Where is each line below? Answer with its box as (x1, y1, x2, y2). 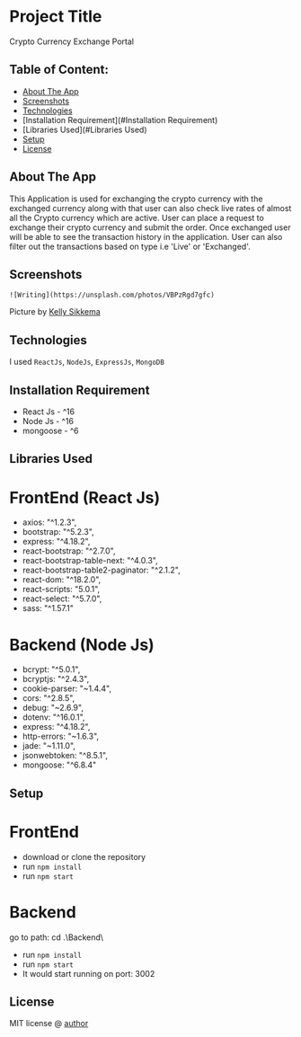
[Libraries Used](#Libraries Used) (22, 124, 147, 135)
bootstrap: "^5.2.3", (22, 527, 94, 537)
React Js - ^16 (22, 406, 75, 417)
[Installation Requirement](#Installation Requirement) (22, 114, 218, 125)
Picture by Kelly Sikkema (9, 306, 101, 317)
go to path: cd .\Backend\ (9, 932, 104, 943)
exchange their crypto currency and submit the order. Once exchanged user (9, 222, 291, 233)
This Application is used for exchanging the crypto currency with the (9, 193, 263, 204)
